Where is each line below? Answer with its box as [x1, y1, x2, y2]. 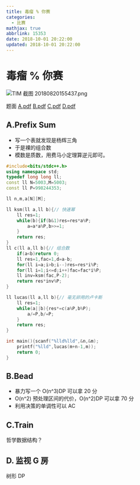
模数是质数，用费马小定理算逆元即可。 [14, 151, 108, 158]
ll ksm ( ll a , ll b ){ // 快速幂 [6, 206, 76, 212]
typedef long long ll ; [6, 174, 62, 180]
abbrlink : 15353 [6, 31, 46, 37]
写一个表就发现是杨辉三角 [14, 136, 77, 143]
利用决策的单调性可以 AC [14, 403, 76, 410]
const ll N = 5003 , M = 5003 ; [6, 180, 67, 186]
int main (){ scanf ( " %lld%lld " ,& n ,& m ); [6, 339, 99, 344]
